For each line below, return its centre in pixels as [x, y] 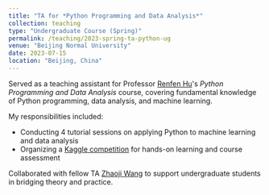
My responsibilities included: [56, 116]
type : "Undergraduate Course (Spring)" [75, 31]
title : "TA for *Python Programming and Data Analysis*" [106, 16]
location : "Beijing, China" [56, 61]
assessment [40, 157]
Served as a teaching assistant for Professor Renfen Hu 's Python [116, 83]
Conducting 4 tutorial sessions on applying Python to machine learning [138, 132]
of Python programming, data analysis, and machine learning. [111, 101]
